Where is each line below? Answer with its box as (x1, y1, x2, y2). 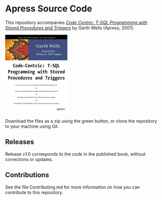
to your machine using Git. (5, 123, 59, 129)
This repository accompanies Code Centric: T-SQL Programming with (5, 19, 148, 25)
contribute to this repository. (5, 189, 64, 195)
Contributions (5, 171, 49, 180)
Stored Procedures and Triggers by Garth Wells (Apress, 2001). (5, 24, 135, 30)
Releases (5, 138, 34, 146)
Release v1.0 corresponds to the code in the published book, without (5, 151, 146, 157)
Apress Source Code (5, 3, 92, 14)
